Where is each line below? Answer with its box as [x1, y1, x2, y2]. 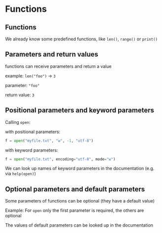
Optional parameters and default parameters [5, 185, 145, 193]
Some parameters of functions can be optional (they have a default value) [5, 198, 155, 204]
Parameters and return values [5, 50, 98, 58]
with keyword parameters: [5, 147, 58, 153]
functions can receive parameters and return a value [5, 63, 112, 69]
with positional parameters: [5, 129, 61, 135]
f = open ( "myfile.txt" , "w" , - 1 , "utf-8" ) [5, 138, 94, 143]
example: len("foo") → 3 [5, 73, 56, 79]
